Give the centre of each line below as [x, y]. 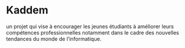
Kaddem [27, 10]
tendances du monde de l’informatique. [54, 39]
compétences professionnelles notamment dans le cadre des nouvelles [93, 32]
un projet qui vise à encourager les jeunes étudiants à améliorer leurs [90, 26]
